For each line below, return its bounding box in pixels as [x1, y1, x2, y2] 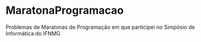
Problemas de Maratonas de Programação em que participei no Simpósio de [5, 23, 195, 31]
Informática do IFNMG [5, 29, 61, 37]
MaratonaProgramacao [5, 4, 124, 17]
